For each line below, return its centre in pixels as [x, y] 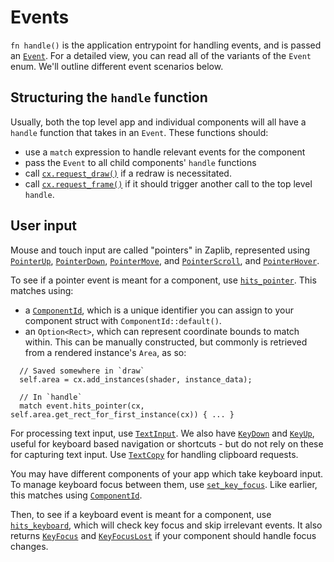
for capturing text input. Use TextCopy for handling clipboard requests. [154, 454]
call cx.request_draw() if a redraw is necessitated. [128, 173]
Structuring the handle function [109, 97]
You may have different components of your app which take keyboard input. [167, 473]
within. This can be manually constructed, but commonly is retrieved [166, 342]
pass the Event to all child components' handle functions [140, 162]
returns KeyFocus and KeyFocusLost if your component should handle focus [163, 535]
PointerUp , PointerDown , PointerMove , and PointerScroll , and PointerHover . [165, 260]
